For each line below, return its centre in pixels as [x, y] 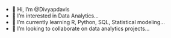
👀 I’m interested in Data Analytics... [55, 16]
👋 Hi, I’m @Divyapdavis [41, 9]
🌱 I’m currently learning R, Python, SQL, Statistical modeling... [89, 22]
